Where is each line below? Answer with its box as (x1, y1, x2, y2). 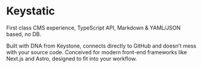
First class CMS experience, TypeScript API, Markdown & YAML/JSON (6, 24, 181, 31)
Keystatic (6, 4, 55, 18)
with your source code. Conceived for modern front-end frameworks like (6, 48, 188, 55)
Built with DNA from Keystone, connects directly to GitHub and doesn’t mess (6, 42, 197, 49)
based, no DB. (6, 30, 42, 37)
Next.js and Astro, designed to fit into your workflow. (6, 55, 137, 62)
